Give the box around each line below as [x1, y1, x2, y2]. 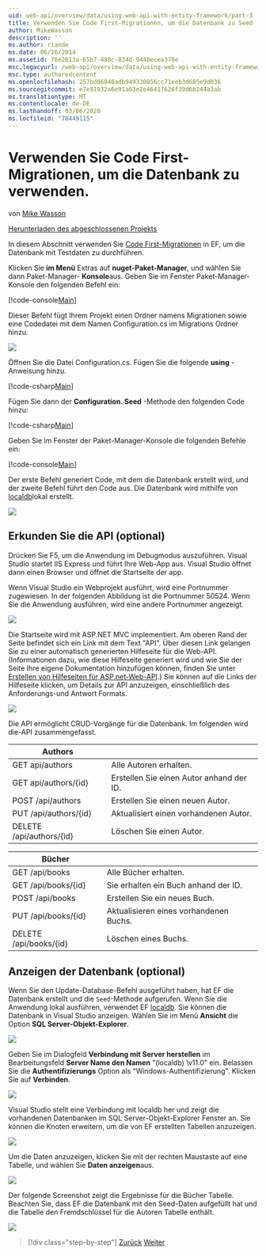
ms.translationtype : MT [8, 93, 87, 101]
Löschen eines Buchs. [106, 933, 188, 944]
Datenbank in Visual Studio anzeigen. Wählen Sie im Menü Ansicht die [8, 1011, 239, 1021]
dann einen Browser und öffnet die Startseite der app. [8, 567, 184, 576]
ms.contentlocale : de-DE [8, 100, 90, 108]
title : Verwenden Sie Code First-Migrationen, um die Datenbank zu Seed [8, 19, 253, 27]
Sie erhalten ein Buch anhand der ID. [106, 880, 243, 891]
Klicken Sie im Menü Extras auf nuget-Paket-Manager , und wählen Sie [8, 263, 241, 272]
